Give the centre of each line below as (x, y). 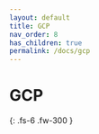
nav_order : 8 (34, 34)
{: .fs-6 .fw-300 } (41, 121)
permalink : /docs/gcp (50, 51)
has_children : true (46, 43)
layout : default (40, 18)
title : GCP (30, 26)
